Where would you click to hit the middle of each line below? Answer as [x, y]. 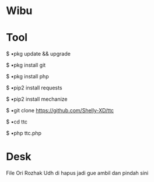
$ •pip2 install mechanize [37, 99]
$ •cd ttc [17, 122]
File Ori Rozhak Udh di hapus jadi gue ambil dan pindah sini [77, 173]
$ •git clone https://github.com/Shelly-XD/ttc [60, 111]
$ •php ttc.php [24, 133]
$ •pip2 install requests [34, 88]
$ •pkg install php [27, 77]
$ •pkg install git [26, 65]
